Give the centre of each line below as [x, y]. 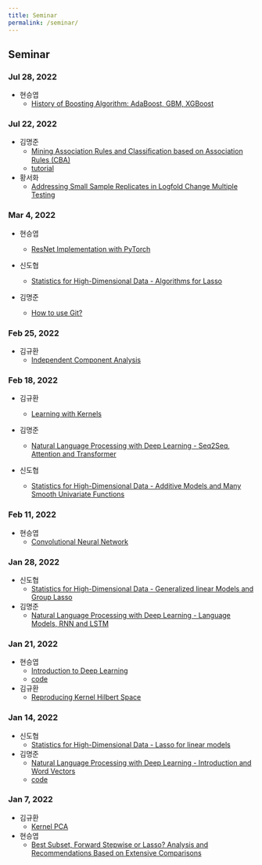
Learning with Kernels [66, 414]
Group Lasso [52, 597]
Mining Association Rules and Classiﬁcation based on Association [137, 151]
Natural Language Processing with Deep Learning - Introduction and [141, 762]
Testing [43, 195]
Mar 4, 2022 [32, 215]
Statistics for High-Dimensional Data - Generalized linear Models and [142, 588]
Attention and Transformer [74, 454]
